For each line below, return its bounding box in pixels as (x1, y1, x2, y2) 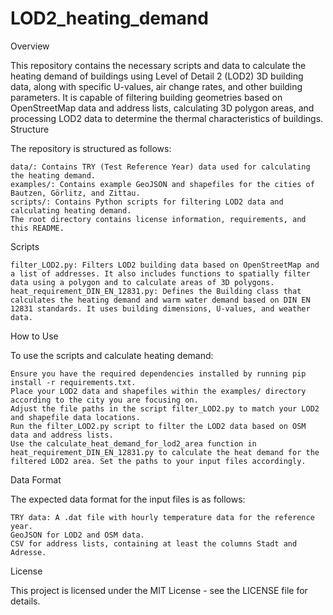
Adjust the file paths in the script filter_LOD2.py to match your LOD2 (10, 403, 320, 414)
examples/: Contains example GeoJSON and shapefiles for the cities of (10, 179, 315, 189)
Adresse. (10, 547, 47, 557)
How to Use (10, 330, 59, 342)
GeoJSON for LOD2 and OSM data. (10, 530, 145, 540)
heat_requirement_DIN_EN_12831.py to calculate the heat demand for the (10, 447, 320, 457)
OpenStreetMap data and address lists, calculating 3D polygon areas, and (10, 102, 315, 114)
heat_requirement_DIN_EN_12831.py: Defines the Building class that (10, 286, 302, 296)
